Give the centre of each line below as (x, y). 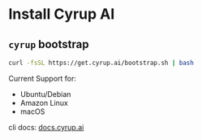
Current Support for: (43, 78)
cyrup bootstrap (49, 44)
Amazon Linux (44, 103)
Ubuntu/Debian (45, 94)
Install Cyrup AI (62, 14)
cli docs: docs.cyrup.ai (46, 127)
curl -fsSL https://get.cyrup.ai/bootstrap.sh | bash (101, 63)
